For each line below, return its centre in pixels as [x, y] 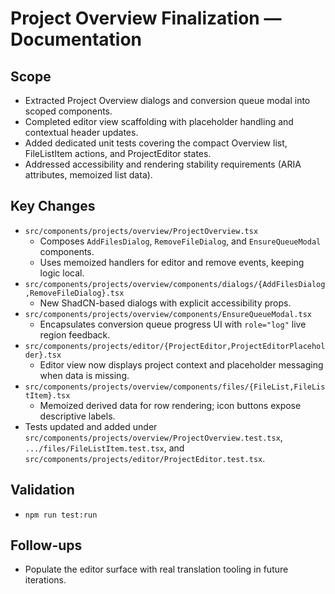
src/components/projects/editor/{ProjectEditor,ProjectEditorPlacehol [175, 346]
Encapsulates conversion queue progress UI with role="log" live [173, 324]
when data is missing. [84, 375]
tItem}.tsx [47, 395]
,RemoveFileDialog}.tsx [74, 293]
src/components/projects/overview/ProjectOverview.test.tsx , [153, 437]
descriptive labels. [77, 416]
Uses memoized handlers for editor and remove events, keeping [172, 262]
